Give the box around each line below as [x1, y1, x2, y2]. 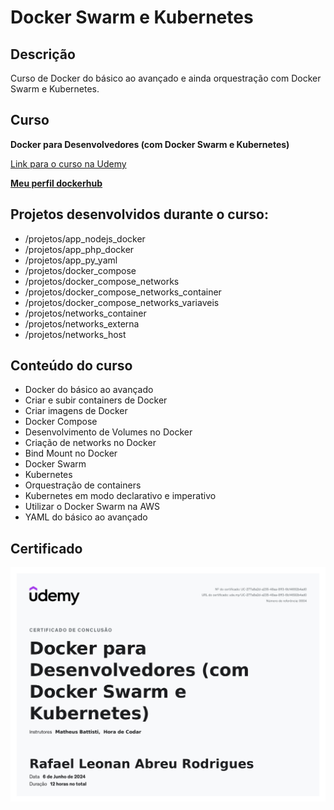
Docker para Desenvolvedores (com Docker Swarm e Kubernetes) [10, 138, 290, 150]
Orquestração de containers [24, 479, 142, 491]
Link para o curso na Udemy [10, 157, 127, 170]
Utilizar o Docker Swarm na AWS [24, 501, 161, 513]
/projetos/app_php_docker [24, 243, 135, 255]
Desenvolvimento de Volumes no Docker [24, 426, 193, 438]
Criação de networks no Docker [24, 437, 157, 449]
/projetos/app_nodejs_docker [24, 232, 146, 245]
